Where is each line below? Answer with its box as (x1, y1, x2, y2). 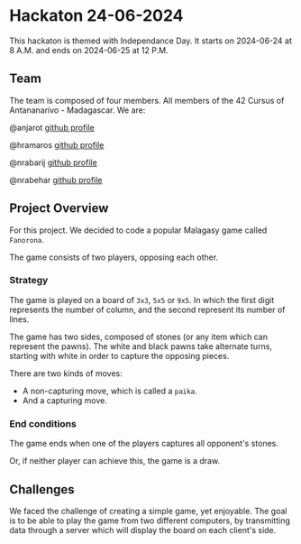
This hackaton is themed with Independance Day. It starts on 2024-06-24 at (9, 35, 293, 46)
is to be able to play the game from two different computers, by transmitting (9, 515, 290, 526)
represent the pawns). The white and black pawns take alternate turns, (9, 340, 273, 352)
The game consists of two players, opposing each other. (9, 252, 219, 263)
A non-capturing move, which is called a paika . (22, 385, 198, 396)
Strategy (9, 274, 49, 287)
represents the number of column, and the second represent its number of (9, 304, 286, 315)
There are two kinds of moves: (9, 367, 123, 379)
